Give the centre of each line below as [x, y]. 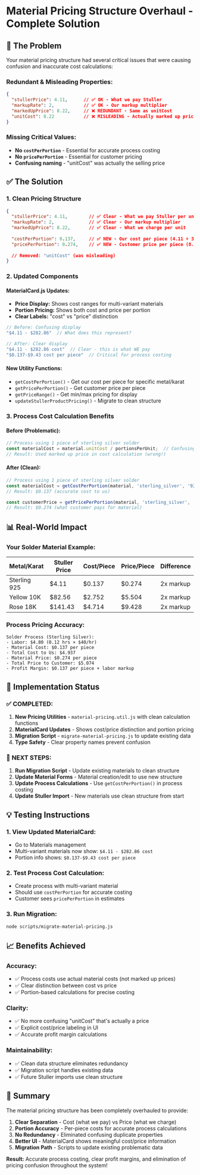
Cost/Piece [99, 566]
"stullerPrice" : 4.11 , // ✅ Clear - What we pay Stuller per [99, 217]
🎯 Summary [28, 1096]
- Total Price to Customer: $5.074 [50, 663]
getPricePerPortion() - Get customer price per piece [80, 388]
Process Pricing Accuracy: [46, 625]
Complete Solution [53, 24]
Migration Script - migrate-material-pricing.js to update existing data [103, 736]
